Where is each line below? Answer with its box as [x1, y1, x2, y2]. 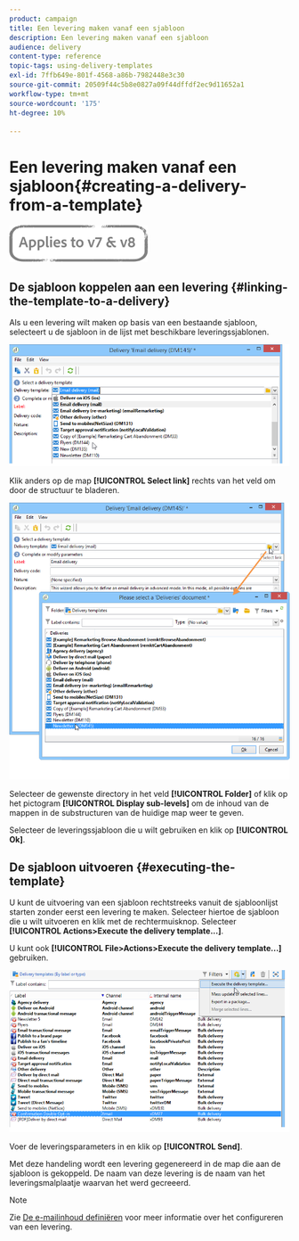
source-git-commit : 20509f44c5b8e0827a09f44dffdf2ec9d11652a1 [9, 80, 245, 89]
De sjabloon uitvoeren [9, 859, 134, 875]
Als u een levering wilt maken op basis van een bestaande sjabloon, [9, 317, 258, 327]
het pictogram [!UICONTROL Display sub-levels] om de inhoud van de [9, 798, 270, 809]
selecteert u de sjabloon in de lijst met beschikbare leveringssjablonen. [9, 326, 270, 337]
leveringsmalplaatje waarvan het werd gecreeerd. [9, 1177, 191, 1188]
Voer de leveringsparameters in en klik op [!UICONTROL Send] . [9, 1141, 243, 1152]
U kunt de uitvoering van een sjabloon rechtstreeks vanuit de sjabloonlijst [9, 897, 279, 908]
